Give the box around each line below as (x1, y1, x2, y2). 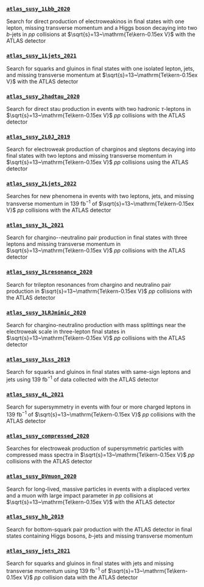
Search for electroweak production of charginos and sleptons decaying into (6, 146, 196, 153)
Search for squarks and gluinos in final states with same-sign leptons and (6, 368, 191, 376)
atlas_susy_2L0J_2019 (6, 133, 71, 140)
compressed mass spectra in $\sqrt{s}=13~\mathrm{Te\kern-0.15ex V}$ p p (6, 451, 195, 459)
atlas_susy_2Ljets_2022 (6, 180, 77, 188)
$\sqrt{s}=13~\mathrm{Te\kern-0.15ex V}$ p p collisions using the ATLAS (6, 158, 189, 166)
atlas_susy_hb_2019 (6, 513, 64, 520)
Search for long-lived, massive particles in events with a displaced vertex (6, 485, 190, 493)
